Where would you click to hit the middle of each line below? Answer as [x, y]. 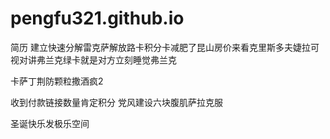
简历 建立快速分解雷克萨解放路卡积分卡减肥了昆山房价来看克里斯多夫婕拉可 [165, 47]
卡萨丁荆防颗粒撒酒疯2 [57, 81]
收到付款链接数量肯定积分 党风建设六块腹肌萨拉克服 [116, 102]
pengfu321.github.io [97, 18]
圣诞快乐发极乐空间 [50, 123]
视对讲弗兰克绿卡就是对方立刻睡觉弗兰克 [93, 59]
